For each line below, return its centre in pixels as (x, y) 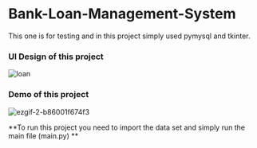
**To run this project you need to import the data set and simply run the (127, 127)
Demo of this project (49, 95)
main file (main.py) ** (43, 135)
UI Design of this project (56, 56)
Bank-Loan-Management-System (123, 14)
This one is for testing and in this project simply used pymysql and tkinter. (129, 36)
